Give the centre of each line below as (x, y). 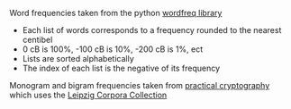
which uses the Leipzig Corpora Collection (88, 95)
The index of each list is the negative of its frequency (121, 68)
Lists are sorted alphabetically (78, 59)
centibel (37, 40)
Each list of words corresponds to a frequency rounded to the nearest (152, 30)
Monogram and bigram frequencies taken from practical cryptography (140, 85)
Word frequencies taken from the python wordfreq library (116, 13)
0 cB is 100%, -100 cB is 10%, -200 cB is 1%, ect (113, 49)
